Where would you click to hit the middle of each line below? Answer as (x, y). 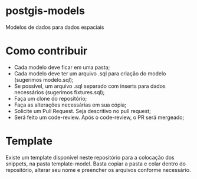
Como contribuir (47, 51)
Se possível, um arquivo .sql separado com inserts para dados (90, 86)
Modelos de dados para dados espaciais (55, 27)
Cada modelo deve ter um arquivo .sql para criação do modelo (90, 73)
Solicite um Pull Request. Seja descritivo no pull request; (82, 111)
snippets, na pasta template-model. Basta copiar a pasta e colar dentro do (96, 164)
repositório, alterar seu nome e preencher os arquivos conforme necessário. (98, 170)
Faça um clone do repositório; (50, 98)
